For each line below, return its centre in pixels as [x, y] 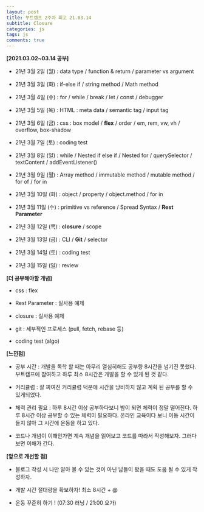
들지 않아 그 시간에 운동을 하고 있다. [57, 423]
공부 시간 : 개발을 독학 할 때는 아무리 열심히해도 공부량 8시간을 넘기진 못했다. [105, 366]
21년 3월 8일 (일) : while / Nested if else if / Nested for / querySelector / [104, 155]
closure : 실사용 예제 [40, 316]
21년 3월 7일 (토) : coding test [51, 142]
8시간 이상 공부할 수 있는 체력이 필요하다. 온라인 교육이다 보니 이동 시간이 [108, 415]
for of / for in [31, 181]
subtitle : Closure [29, 23]
